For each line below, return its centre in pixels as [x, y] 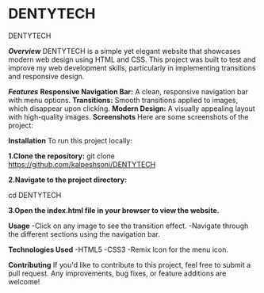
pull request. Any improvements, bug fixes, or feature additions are [117, 273]
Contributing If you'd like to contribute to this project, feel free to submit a [130, 264]
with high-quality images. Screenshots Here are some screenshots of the [128, 116]
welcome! [24, 281]
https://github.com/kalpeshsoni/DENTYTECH [82, 164]
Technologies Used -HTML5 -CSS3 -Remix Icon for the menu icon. [118, 249]
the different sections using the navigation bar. [84, 234]
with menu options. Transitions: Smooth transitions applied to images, [123, 100]
